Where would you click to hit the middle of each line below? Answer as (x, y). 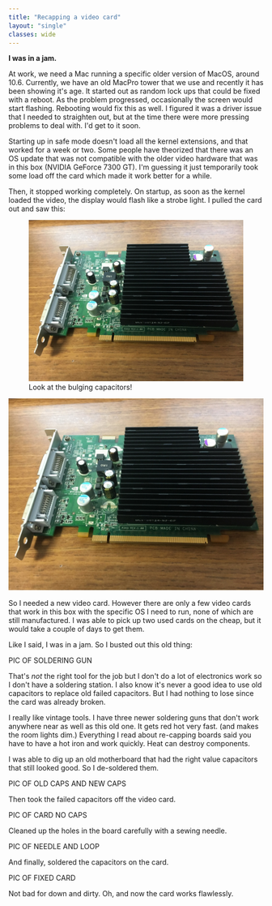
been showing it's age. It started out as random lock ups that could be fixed (134, 91)
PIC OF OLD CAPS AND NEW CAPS (68, 784)
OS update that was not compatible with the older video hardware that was (133, 159)
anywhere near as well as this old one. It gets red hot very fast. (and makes (134, 727)
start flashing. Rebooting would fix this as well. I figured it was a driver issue (135, 109)
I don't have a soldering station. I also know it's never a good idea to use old (135, 685)
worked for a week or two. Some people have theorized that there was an (131, 150)
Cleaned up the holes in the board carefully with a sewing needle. (118, 831)
